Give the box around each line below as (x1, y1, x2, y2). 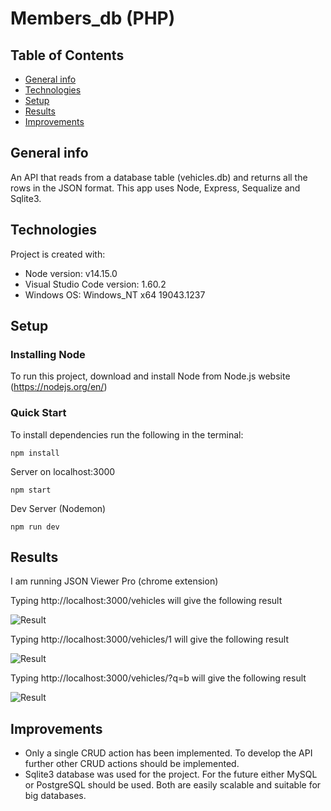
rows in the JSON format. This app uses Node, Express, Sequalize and (10, 182, 301, 194)
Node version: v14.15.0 (24, 267, 118, 279)
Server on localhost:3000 (10, 465, 116, 477)
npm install (10, 448, 60, 458)
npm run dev (10, 522, 60, 532)
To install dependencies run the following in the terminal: (10, 428, 244, 441)
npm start (10, 485, 52, 495)
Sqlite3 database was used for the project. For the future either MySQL (24, 768, 318, 781)
